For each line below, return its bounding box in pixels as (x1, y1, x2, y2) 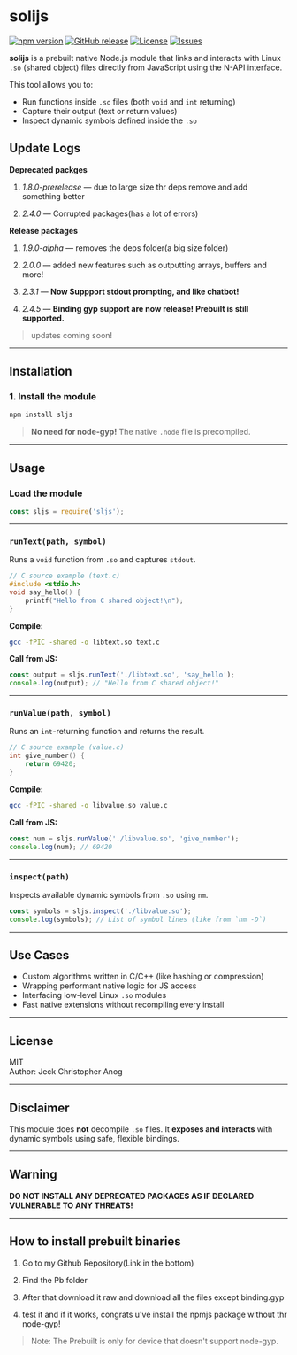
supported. (21, 313, 65, 323)
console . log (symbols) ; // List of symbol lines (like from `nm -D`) (9, 915, 267, 924)
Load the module (9, 487, 83, 499)
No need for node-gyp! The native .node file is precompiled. (30, 427, 251, 437)
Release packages (9, 225, 78, 236)
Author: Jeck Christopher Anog (9, 1066, 123, 1077)
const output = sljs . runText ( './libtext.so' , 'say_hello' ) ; (9, 670, 236, 679)
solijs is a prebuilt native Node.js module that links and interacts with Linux (9, 52, 281, 63)
